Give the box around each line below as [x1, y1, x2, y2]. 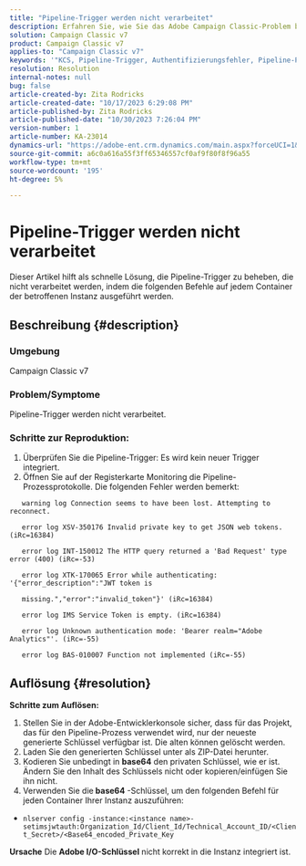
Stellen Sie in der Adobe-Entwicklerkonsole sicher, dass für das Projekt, [22, 717, 293, 728]
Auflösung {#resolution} [9, 675, 152, 691]
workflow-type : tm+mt [9, 157, 92, 167]
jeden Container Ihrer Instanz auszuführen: [22, 795, 184, 806]
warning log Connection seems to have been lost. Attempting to [21, 499, 271, 508]
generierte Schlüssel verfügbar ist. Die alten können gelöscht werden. [22, 736, 286, 748]
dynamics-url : [9, 141, 64, 150]
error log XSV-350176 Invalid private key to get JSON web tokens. [21, 523, 283, 532]
